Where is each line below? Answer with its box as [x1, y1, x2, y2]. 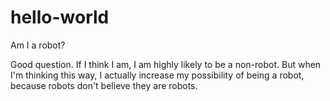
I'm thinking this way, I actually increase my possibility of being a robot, [10, 69, 305, 81]
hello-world [10, 6, 110, 29]
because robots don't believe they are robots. [10, 79, 198, 91]
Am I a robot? [10, 39, 66, 51]
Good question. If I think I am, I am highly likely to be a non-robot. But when [10, 58, 322, 70]
